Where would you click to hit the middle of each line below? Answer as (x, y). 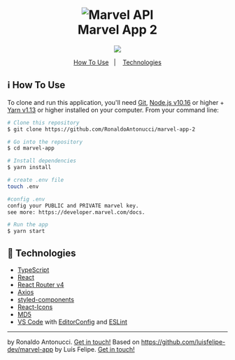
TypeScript (33, 270)
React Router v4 (41, 285)
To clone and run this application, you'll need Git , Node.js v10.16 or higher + (116, 102)
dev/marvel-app (30, 349)
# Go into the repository (45, 142)
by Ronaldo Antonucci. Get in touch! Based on (73, 342)
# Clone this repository (43, 122)
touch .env (23, 186)
